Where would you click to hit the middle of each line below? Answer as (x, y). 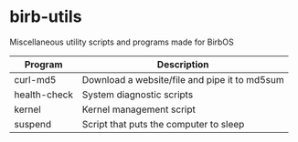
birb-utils (46, 17)
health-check (43, 95)
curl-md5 (35, 79)
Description (183, 64)
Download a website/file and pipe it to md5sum (183, 79)
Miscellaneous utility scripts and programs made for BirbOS (122, 42)
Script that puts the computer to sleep (163, 124)
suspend (33, 124)
